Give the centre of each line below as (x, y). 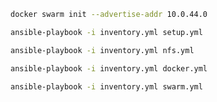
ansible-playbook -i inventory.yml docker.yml (109, 68)
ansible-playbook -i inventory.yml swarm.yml (106, 86)
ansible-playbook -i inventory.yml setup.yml (106, 32)
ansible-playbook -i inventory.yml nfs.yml (102, 50)
